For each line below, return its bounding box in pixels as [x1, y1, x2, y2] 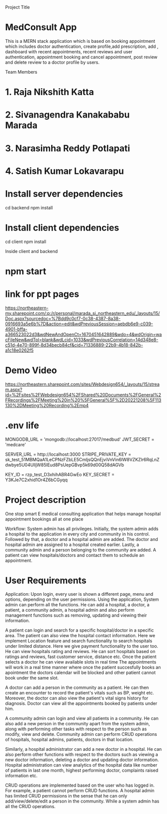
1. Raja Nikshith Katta [5, 87, 94, 98]
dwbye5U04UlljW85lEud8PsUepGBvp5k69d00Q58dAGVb [5, 462, 124, 468]
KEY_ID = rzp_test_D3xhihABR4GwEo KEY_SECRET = [5, 471, 115, 477]
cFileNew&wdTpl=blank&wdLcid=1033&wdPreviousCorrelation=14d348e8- [5, 336, 159, 343]
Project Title [5, 4, 30, 10]
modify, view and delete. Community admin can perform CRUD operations [5, 731, 158, 737]
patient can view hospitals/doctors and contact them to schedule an [5, 552, 145, 558]
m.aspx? [5, 386, 22, 393]
